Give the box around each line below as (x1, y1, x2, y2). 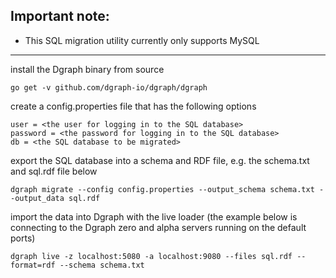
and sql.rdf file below (10, 165, 98, 177)
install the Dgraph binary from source (10, 63, 165, 75)
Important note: (10, 8, 110, 25)
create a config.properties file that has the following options (10, 100, 257, 112)
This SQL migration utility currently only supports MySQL (24, 34, 260, 46)
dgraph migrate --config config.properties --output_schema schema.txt (10, 184, 315, 194)
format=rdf (10, 260, 56, 270)
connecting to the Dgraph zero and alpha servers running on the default (10, 221, 307, 233)
